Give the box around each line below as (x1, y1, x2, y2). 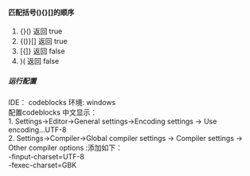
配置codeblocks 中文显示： (8, 108, 98, 117)
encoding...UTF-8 (8, 125, 67, 135)
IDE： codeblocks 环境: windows (8, 98, 116, 108)
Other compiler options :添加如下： (8, 143, 123, 153)
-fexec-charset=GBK (8, 160, 77, 170)
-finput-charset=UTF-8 (8, 152, 85, 162)
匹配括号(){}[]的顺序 (8, 7, 75, 17)
